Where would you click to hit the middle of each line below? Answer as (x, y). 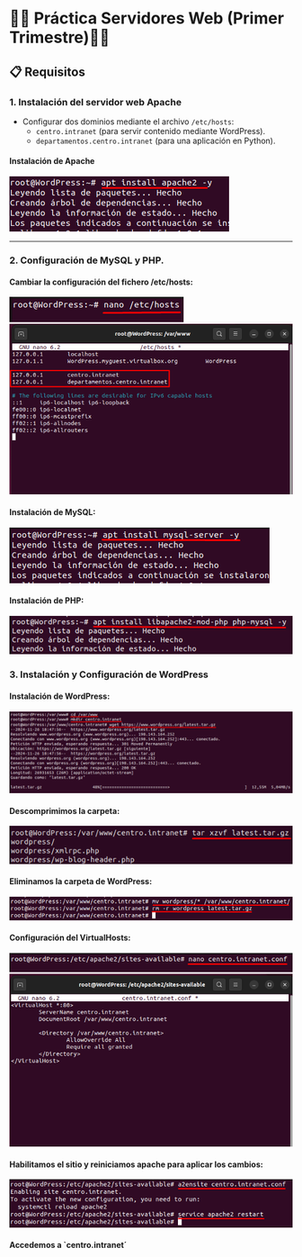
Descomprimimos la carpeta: (65, 810)
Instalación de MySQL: (53, 512)
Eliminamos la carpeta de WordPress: (81, 882)
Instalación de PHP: (47, 601)
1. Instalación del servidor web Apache (96, 102)
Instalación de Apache (52, 161)
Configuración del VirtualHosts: (70, 938)
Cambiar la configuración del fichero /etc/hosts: (101, 282)
